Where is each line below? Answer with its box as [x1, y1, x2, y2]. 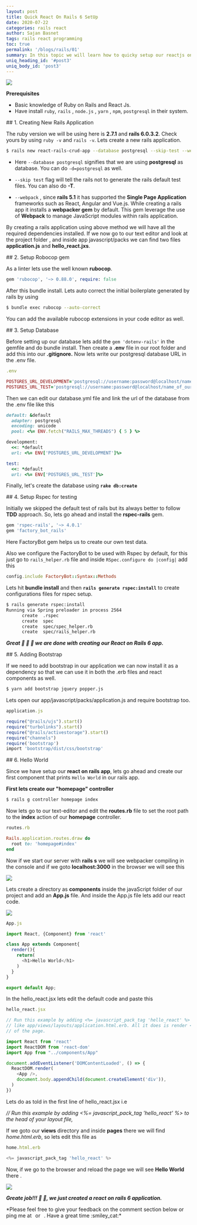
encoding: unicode [11, 423, 57, 429]
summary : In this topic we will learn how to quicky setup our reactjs [6, 52, 185, 58]
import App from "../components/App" [6, 1050, 98, 1056]
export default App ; [6, 985, 57, 991]
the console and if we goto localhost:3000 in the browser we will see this [6, 863, 185, 870]
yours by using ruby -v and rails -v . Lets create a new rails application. [6, 137, 182, 144]
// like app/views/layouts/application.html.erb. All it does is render [6, 1023, 188, 1029]
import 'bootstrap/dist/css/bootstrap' [6, 746, 104, 752]
